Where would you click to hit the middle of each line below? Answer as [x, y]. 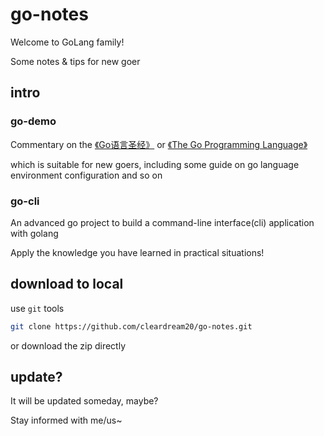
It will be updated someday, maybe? [84, 401]
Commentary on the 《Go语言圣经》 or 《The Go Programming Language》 [159, 144]
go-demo [33, 121]
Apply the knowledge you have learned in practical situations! [137, 252]
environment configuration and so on [86, 175]
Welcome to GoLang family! [67, 42]
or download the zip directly [68, 345]
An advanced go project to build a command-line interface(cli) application [162, 222]
